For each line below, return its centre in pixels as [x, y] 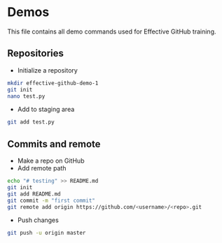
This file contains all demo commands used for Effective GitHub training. [112, 31]
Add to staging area [46, 110]
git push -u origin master [47, 233]
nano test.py [26, 96]
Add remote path [42, 168]
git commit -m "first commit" [51, 200]
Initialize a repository [48, 70]
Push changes [38, 220]
